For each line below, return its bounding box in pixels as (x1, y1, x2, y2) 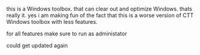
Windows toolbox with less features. (6, 18, 98, 25)
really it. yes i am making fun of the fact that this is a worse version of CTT (6, 12, 194, 19)
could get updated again (6, 42, 69, 49)
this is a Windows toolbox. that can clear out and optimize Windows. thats (6, 5, 193, 12)
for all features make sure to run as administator (6, 30, 127, 37)
